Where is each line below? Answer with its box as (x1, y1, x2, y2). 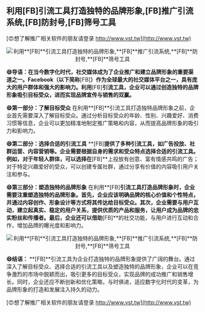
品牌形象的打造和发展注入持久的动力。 (6, 286, 103, 293)
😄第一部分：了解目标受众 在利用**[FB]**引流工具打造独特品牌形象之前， (6, 104, 190, 111)
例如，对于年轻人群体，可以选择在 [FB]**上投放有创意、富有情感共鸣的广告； (6, 155, 199, 162)
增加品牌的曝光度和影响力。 (16, 222, 87, 229)
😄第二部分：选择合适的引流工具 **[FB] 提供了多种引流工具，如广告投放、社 (6, 140, 195, 147)
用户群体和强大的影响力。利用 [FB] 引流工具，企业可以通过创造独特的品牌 (16, 83, 199, 90)
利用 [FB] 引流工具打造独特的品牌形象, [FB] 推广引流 (6, 5, 194, 16)
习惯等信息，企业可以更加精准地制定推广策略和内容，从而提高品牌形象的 (6, 119, 188, 126)
